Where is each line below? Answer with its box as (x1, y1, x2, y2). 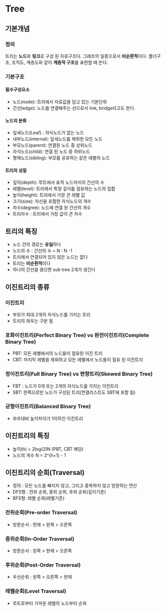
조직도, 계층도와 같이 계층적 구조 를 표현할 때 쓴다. (12, 59, 108, 65)
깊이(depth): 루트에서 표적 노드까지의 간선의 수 (12, 179, 105, 185)
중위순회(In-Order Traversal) (5, 535, 74, 542)
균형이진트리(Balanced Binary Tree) (5, 403, 91, 410)
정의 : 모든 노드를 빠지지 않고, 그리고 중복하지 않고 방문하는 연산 (12, 483, 137, 489)
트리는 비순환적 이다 (12, 260, 51, 266)
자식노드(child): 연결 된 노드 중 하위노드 (12, 149, 91, 155)
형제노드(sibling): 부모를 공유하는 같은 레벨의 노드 (12, 155, 110, 161)
